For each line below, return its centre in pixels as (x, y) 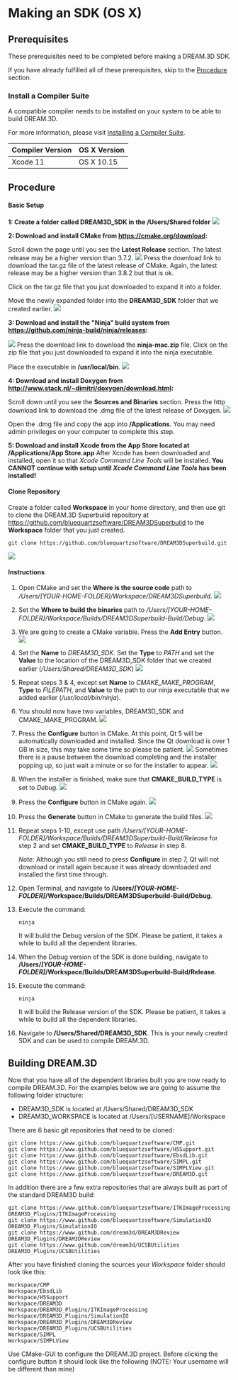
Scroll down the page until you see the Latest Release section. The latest (115, 249)
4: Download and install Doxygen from (66, 380)
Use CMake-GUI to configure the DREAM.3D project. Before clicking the (113, 1354)
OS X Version (101, 150)
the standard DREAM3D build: (51, 1195)
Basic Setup (26, 205)
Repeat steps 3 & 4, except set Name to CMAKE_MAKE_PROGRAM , (117, 683)
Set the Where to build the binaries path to (81, 610)
